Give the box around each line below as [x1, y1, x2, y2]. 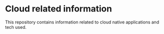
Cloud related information [5, 3, 112, 14]
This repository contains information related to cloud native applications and [5, 19, 160, 25]
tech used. [5, 24, 27, 30]
